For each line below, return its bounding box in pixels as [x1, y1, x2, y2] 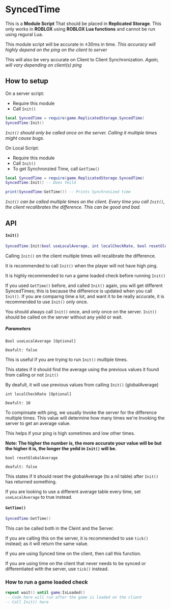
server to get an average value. [5, 420, 71, 426]
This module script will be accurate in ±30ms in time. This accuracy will [5, 41, 156, 47]
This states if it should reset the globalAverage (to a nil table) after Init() [5, 473, 159, 479]
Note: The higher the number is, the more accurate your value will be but [5, 440, 162, 446]
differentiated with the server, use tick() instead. [5, 566, 109, 572]
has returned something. [5, 478, 57, 484]
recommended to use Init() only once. [5, 299, 89, 305]
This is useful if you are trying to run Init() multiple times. [5, 356, 128, 362]
